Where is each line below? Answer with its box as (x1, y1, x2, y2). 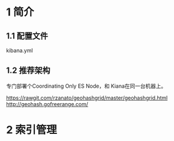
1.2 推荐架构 (6, 66, 50, 76)
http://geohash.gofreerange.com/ (6, 100, 88, 107)
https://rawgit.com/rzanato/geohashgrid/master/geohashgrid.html (6, 94, 168, 101)
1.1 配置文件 (6, 31, 49, 41)
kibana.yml (6, 47, 33, 54)
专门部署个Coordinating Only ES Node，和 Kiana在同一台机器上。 (6, 82, 167, 89)
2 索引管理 (6, 123, 58, 136)
